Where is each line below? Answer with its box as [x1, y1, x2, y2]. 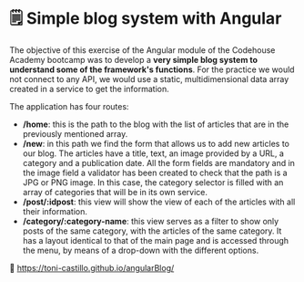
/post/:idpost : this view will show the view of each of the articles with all [22, 196, 296, 207]
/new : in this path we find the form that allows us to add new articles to [22, 138, 289, 149]
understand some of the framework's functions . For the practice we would [9, 64, 295, 75]
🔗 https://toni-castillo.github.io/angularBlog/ [9, 262, 175, 273]
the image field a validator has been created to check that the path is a [22, 167, 289, 178]
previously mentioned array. [22, 128, 128, 139]
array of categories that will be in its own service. [22, 186, 208, 197]
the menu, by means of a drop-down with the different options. [22, 245, 259, 256]
